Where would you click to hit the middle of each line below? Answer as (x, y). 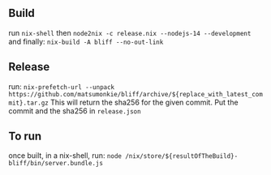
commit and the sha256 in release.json (75, 111)
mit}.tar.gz (28, 103)
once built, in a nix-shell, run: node (65, 156)
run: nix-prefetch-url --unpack (62, 86)
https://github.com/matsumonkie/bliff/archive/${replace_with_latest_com (136, 94)
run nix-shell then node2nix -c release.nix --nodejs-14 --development (130, 32)
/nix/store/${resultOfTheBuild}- (182, 156)
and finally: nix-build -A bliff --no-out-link (86, 41)
